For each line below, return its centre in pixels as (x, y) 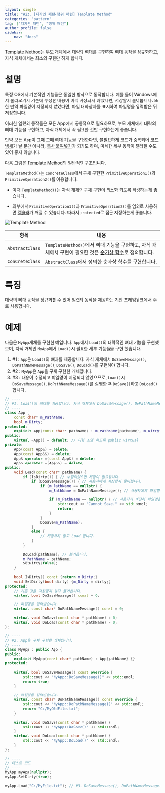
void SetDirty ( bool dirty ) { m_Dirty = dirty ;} (62, 582)
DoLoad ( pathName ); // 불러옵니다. (55, 554)
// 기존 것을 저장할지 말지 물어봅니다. (48, 591)
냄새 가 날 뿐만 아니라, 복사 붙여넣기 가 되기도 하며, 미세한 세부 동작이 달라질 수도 (81, 146)
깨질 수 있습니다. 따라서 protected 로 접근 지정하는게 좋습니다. (94, 212)
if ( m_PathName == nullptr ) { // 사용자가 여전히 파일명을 (105, 500)
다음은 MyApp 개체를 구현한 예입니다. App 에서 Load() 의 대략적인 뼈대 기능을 (75, 342)
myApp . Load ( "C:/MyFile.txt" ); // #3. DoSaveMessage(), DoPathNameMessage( (83, 786)
